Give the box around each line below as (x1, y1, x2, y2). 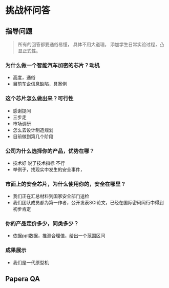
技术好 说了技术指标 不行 (12, 160, 65, 166)
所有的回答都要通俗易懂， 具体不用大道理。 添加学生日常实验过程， (17, 42, 160, 47)
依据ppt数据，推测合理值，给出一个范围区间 (12, 233, 105, 239)
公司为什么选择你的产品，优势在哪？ (5, 147, 95, 155)
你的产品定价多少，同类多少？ (5, 220, 79, 227)
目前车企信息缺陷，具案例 (12, 81, 67, 87)
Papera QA (5, 275, 40, 283)
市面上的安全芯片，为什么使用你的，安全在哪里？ (5, 180, 126, 187)
